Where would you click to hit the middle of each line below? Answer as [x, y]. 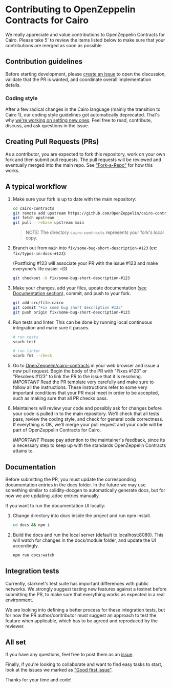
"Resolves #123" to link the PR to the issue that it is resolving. [77, 377]
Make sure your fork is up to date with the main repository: [74, 199]
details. [13, 85]
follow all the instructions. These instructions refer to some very [80, 387]
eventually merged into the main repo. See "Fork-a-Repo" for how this [79, 165]
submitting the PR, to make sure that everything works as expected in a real [85, 594]
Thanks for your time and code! [38, 680]
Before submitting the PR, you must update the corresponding [71, 479]
